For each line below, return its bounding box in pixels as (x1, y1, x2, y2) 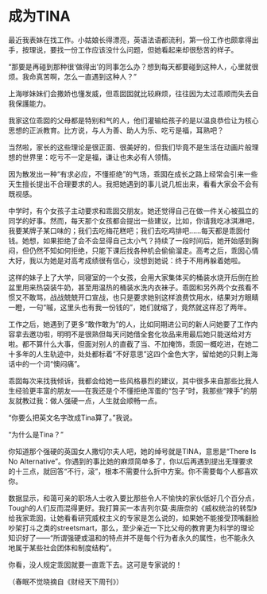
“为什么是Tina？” (8, 429, 64, 439)
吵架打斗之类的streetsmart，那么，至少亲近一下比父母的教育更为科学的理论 (8, 522, 255, 533)
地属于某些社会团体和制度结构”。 (8, 542, 117, 553)
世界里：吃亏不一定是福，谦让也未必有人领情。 (21, 152, 176, 161)
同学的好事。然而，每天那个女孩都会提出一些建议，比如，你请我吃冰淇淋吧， (8, 215, 259, 225)
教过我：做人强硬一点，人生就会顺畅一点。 (21, 395, 161, 406)
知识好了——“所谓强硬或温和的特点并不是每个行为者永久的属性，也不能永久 (8, 533, 256, 542)
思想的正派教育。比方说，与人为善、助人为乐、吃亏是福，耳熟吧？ (8, 125, 224, 135)
